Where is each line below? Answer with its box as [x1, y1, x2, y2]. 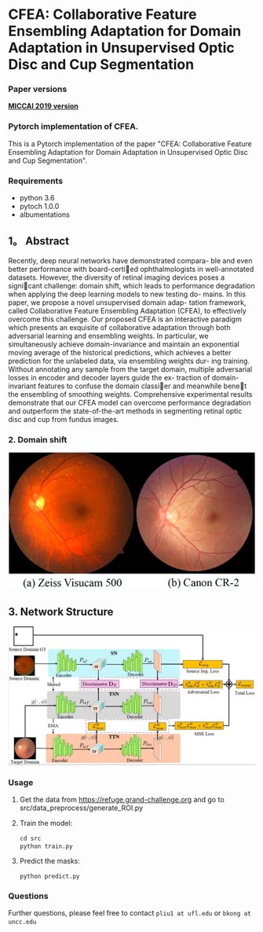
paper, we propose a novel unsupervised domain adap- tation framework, [8, 297, 247, 307]
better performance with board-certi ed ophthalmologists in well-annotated [8, 264, 254, 273]
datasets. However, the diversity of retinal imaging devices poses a [8, 273, 225, 282]
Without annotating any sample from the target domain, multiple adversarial [8, 364, 253, 374]
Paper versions [8, 84, 68, 95]
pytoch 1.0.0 [19, 202, 60, 211]
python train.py [19, 842, 73, 850]
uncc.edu [8, 918, 37, 926]
